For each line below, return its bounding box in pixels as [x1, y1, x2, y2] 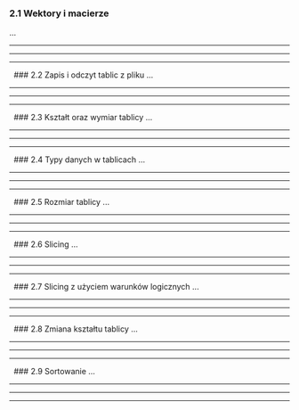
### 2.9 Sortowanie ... [12, 366, 96, 377]
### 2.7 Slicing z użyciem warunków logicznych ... [12, 282, 199, 292]
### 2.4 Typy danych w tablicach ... [12, 154, 145, 165]
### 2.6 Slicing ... [12, 239, 78, 250]
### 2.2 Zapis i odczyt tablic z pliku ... [12, 70, 154, 80]
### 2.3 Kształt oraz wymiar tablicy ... [12, 112, 153, 123]
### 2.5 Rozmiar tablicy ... [12, 197, 109, 208]
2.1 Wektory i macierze [9, 7, 109, 20]
